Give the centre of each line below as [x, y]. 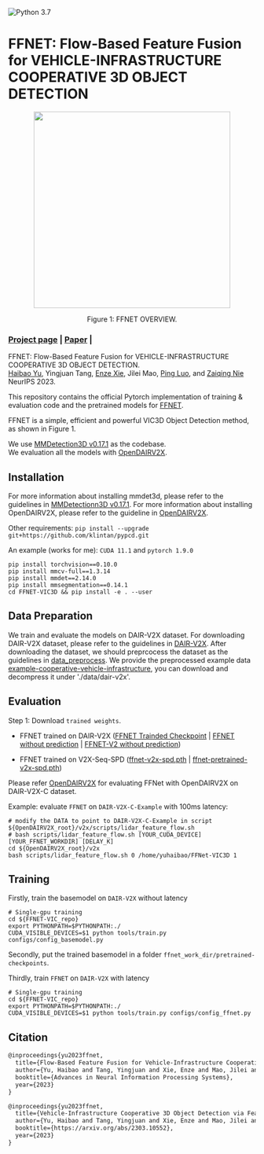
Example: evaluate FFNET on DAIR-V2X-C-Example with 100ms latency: [118, 807]
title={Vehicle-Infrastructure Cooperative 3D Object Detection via [130, 1114]
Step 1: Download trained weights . [65, 720]
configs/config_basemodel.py [56, 940]
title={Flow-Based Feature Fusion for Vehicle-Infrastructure [119, 1063]
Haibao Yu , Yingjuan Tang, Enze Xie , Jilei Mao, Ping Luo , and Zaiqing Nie [126, 373]
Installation [36, 477]
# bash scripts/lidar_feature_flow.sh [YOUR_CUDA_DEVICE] [105, 834]
